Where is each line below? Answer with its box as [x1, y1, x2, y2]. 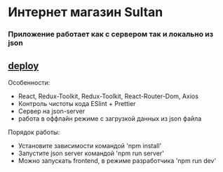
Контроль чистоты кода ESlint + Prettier [18, 99, 136, 107]
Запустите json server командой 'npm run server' [18, 149, 164, 157]
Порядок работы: [8, 128, 60, 136]
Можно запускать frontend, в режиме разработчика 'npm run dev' [18, 156, 217, 165]
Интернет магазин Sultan [8, 4, 163, 20]
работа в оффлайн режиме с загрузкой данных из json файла [18, 114, 202, 123]
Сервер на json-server [18, 107, 86, 115]
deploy [8, 60, 39, 72]
